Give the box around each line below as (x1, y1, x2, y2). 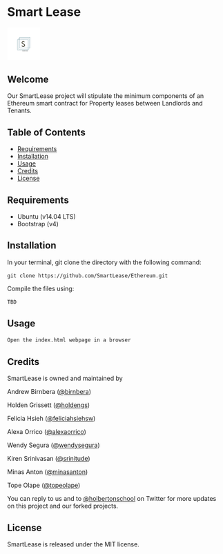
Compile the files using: (7, 284, 75, 293)
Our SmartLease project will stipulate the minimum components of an (7, 92, 204, 100)
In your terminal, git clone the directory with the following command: (7, 258, 202, 266)
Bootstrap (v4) (17, 219, 59, 228)
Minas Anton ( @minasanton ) (7, 468, 88, 476)
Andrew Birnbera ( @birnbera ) (7, 388, 92, 396)
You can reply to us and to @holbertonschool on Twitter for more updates (7, 495, 217, 503)
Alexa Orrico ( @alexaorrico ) (7, 428, 86, 436)
